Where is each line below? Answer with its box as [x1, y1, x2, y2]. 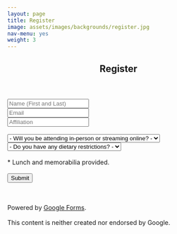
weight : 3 [7, 37, 37, 44]
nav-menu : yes [7, 30, 49, 37]
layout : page [7, 10, 46, 18]
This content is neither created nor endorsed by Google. [7, 218, 171, 226]
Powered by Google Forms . [7, 203, 87, 211]
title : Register [7, 17, 55, 24]
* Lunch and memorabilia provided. [7, 158, 110, 166]
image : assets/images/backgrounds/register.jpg [7, 23, 150, 30]
